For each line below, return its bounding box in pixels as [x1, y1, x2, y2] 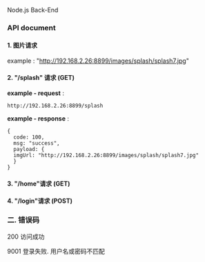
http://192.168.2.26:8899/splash [7, 103, 104, 110]
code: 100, [13, 134, 45, 141]
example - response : [7, 114, 70, 123]
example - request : [7, 89, 64, 97]
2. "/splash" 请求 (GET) [7, 73, 75, 81]
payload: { [13, 146, 45, 153]
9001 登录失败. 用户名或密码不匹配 [7, 247, 105, 255]
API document [7, 23, 57, 32]
